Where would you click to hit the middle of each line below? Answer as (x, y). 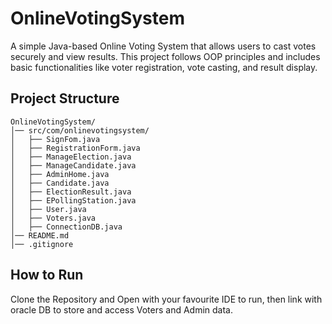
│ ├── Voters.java (53, 218)
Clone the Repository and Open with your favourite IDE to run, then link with (166, 299)
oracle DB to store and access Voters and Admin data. (121, 309)
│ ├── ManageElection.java (71, 157)
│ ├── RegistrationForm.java (75, 148)
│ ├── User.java (48, 209)
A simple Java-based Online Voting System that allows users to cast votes (163, 46)
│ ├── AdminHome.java (60, 174)
